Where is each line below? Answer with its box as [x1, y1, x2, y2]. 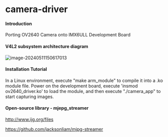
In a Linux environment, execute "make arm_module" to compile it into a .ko [5, 77, 163, 83]
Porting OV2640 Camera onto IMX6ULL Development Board [5, 32, 131, 38]
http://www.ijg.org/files [5, 116, 54, 122]
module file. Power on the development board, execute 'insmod [5, 82, 138, 89]
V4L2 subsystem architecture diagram [5, 43, 89, 49]
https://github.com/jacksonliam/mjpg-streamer [5, 126, 103, 132]
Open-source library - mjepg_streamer [5, 105, 89, 111]
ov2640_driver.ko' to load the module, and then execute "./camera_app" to [5, 88, 161, 94]
